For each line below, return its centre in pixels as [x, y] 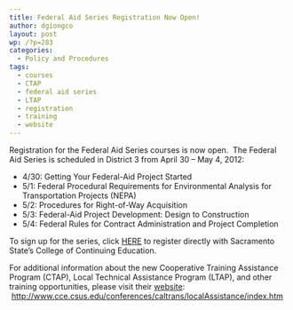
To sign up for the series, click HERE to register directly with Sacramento [142, 241]
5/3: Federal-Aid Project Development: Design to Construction [135, 215]
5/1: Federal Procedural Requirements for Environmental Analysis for [147, 186]
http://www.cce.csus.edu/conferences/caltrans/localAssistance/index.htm [147, 296]
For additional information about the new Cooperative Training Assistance [144, 268]
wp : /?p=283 [31, 42]
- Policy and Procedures [63, 59]
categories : [31, 51]
